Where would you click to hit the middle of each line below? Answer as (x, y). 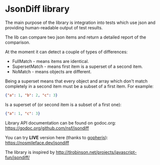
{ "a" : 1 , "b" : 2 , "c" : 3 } (31, 95)
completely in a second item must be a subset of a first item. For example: (79, 86)
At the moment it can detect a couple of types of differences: (66, 52)
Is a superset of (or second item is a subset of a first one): (63, 104)
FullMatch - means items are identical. (50, 61)
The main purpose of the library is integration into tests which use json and (80, 22)
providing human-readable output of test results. (54, 27)
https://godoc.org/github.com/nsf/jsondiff (47, 128)
